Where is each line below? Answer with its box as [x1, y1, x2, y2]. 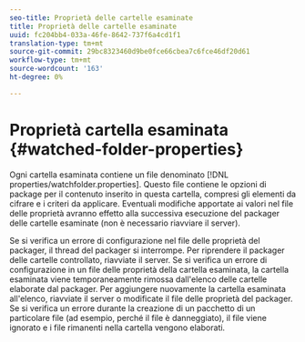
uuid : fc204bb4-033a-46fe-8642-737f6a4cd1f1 [9, 30, 181, 39]
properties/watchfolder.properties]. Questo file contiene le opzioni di [9, 178, 267, 189]
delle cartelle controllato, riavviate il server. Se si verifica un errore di [9, 254, 268, 265]
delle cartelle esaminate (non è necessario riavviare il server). [9, 217, 241, 228]
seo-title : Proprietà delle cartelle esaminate [9, 13, 194, 23]
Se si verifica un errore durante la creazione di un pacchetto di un [9, 302, 256, 314]
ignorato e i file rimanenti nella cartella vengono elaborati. [9, 322, 226, 333]
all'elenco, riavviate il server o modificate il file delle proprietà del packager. [9, 293, 293, 304]
